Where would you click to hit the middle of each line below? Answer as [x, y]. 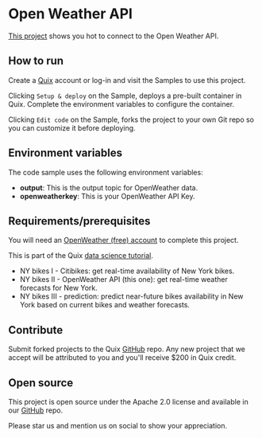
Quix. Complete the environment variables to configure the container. [121, 104]
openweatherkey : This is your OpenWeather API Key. [108, 196]
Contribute [36, 330]
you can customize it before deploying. [72, 127]
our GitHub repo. [36, 410]
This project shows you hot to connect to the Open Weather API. [114, 36]
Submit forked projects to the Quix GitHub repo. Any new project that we [127, 349]
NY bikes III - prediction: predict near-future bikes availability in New [131, 296]
